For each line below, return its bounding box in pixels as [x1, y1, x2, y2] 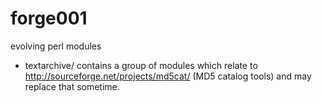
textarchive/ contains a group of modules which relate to [24, 59, 258, 71]
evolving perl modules [10, 40, 102, 52]
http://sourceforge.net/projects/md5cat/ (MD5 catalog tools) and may [24, 70, 312, 82]
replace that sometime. [24, 80, 120, 92]
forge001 [10, 7, 88, 30]
